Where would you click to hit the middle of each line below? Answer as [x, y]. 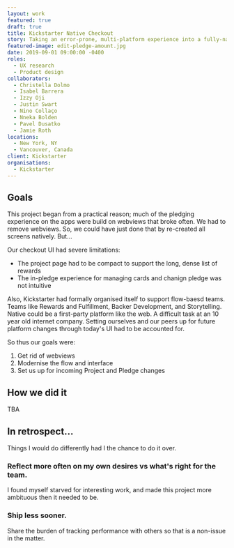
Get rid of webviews [46, 356]
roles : [17, 59]
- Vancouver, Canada [43, 150]
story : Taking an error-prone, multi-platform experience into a [104, 40]
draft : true [24, 26]
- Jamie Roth [32, 130]
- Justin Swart [36, 105]
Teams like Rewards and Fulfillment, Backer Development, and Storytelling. [115, 307]
